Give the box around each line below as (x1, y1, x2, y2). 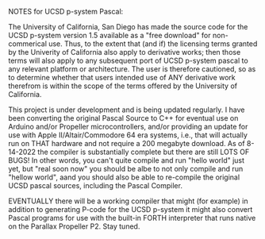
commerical (8, 39, 48, 48)
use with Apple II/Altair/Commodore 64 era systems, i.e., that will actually (8, 130, 248, 140)
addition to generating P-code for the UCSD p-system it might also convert (8, 205, 253, 214)
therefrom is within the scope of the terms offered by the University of (8, 81, 238, 91)
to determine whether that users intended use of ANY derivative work (8, 73, 236, 82)
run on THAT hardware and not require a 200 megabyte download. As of (8, 139, 245, 148)
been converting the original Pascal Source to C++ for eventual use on (8, 114, 239, 122)
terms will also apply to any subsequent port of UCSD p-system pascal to (8, 56, 248, 65)
